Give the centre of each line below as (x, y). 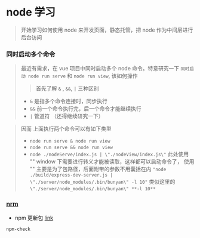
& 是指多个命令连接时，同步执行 (68, 101)
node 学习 (31, 12)
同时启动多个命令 (31, 54)
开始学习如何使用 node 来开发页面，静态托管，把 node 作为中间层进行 (107, 30)
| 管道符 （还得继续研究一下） (67, 116)
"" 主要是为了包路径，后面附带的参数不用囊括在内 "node (98, 169)
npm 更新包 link (34, 218)
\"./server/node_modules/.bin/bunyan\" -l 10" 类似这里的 (102, 182)
